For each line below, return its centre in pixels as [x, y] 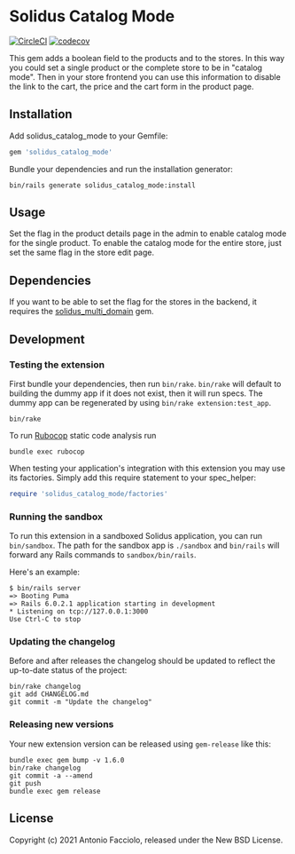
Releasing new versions [62, 724]
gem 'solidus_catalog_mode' [61, 152]
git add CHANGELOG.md [49, 694]
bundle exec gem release [55, 791]
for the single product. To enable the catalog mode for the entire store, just [145, 243]
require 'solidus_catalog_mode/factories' [89, 494]
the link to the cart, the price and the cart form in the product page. [132, 86]
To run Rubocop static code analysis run [83, 435]
